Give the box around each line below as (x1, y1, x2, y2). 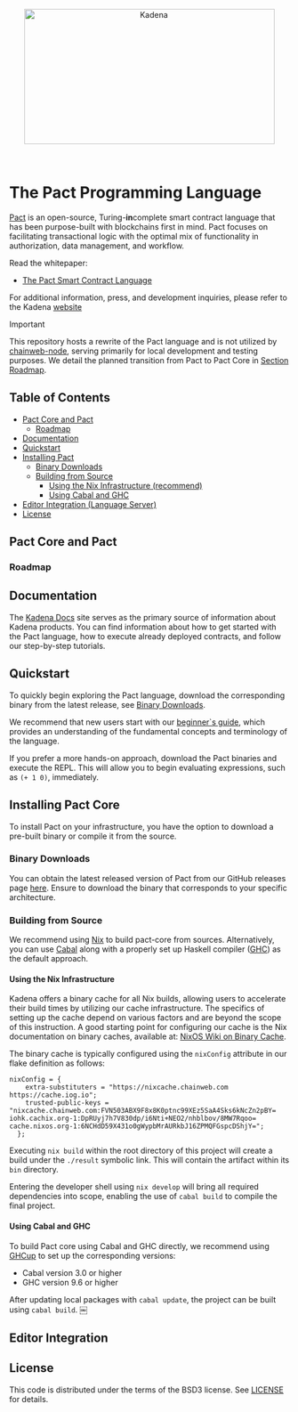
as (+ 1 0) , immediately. (9, 771, 100, 783)
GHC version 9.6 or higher (21, 1277, 118, 1287)
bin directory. (9, 1164, 60, 1175)
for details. (9, 1393, 49, 1404)
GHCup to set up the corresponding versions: (9, 1250, 176, 1261)
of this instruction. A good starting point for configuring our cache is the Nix (9, 1022, 287, 1033)
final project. (9, 1200, 56, 1211)
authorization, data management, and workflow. (9, 240, 185, 251)
